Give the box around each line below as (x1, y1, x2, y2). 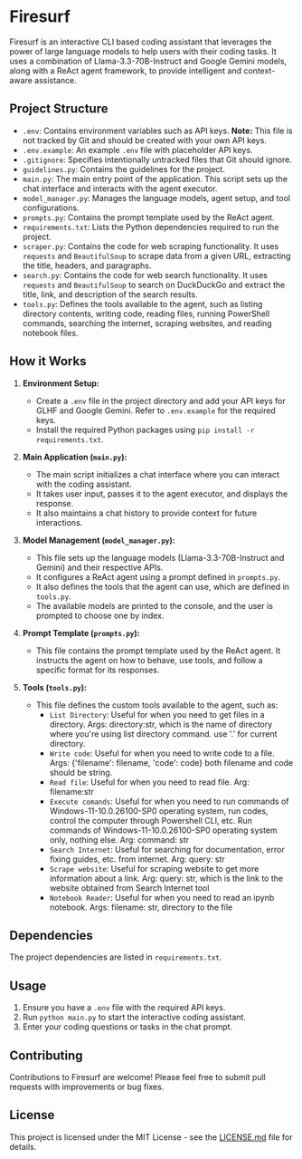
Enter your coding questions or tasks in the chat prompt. (22, 1021, 233, 1032)
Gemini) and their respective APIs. (35, 562, 164, 573)
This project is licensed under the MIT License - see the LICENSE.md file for (9, 1131, 293, 1143)
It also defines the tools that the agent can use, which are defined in (35, 581, 289, 592)
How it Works (9, 353, 87, 369)
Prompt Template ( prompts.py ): (22, 627, 140, 638)
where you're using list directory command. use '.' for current (49, 728, 278, 739)
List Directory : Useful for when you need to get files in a (49, 709, 265, 720)
